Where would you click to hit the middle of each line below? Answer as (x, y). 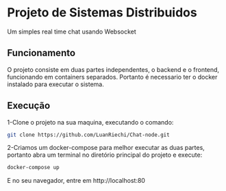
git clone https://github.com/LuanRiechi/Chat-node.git (88, 135)
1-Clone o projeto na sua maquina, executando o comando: (90, 122)
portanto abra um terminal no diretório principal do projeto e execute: (105, 155)
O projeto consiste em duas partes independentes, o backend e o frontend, (113, 69)
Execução (29, 106)
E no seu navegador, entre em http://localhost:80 (76, 181)
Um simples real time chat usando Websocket (72, 31)
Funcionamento (41, 53)
